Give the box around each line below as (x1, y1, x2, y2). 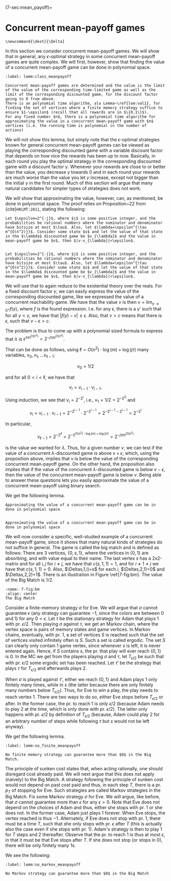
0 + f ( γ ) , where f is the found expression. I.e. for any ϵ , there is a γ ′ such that (5, 305, 162, 313)
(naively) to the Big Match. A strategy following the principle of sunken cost (5, 776, 163, 782)
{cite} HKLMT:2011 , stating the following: (5, 206, 86, 212)
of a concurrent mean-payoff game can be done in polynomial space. (5, 64, 151, 70)
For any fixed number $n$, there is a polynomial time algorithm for (5, 114, 156, 119)
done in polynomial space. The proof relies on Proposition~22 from (5, 200, 146, 206)
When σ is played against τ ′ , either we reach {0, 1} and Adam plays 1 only (5, 677, 158, 683)
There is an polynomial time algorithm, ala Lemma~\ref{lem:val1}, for (5, 100, 160, 106)
